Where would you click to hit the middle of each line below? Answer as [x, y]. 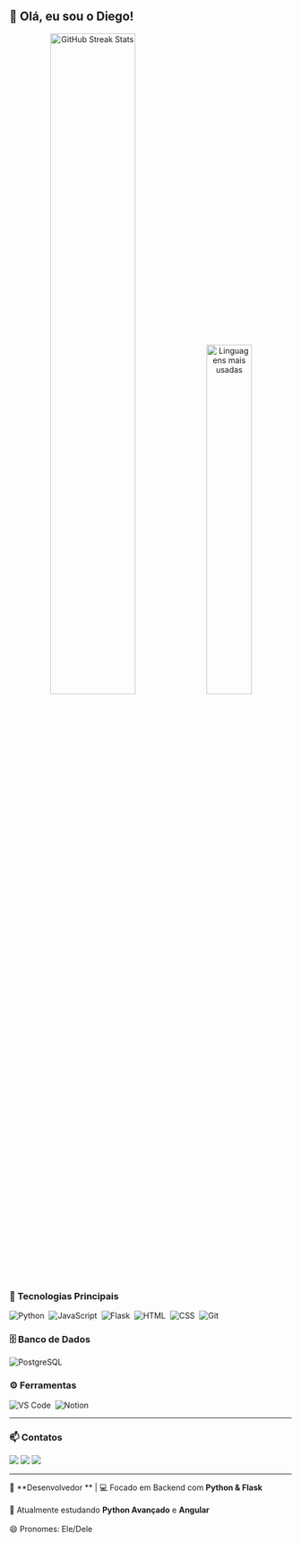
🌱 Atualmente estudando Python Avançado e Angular [110, 1510]
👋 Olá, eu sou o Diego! [72, 17]
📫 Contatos [36, 1437]
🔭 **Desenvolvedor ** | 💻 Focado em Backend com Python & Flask [136, 1487]
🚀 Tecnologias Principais [64, 1296]
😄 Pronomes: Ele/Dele [51, 1529]
